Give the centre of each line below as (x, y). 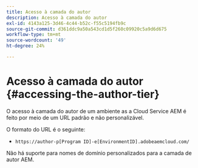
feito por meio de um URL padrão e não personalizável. (75, 117)
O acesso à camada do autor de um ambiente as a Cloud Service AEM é (96, 111)
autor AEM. (20, 159)
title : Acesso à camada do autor (49, 12)
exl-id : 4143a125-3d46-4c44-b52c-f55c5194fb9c (66, 23)
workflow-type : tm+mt (34, 35)
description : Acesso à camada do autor (57, 18)
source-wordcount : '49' (36, 40)
